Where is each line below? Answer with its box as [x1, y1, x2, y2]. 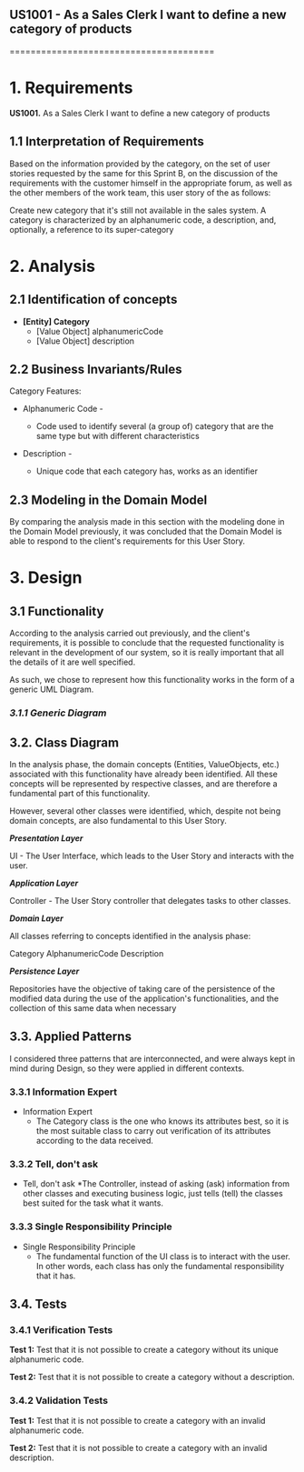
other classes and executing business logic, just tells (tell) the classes [22, 1188, 283, 1199]
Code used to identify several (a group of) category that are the [35, 421, 274, 432]
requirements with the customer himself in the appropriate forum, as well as [9, 177, 293, 188]
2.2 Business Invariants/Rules [9, 361, 183, 376]
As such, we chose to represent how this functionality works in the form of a [9, 675, 295, 686]
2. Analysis [9, 255, 96, 276]
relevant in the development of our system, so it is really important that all [9, 647, 284, 658]
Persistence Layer [9, 966, 80, 976]
